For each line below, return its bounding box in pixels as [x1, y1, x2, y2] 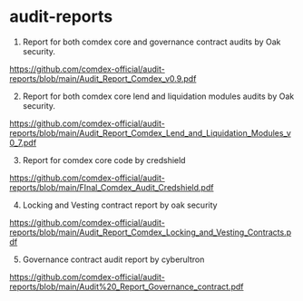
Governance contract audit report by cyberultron [22, 254, 205, 265]
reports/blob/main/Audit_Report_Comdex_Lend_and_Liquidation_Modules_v [9, 127, 292, 138]
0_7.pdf [9, 137, 37, 148]
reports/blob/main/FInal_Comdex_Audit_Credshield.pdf [9, 181, 214, 192]
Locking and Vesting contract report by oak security [22, 199, 218, 210]
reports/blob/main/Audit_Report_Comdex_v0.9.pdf [9, 73, 197, 83]
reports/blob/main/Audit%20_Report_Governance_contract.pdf [9, 281, 244, 292]
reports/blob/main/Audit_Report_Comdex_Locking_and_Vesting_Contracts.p [9, 227, 292, 238]
